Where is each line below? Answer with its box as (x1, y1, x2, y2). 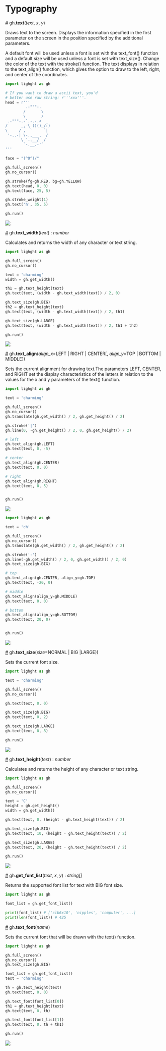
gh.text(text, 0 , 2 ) (5, 715, 49, 720)
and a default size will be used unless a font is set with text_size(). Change (5, 55, 159, 61)
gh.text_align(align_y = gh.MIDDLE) (5, 594, 78, 599)
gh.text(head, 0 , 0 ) (5, 183, 49, 188)
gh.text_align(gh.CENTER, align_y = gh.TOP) (5, 575, 96, 581)
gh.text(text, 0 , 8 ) (5, 728, 49, 734)
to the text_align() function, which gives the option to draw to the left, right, (5, 66, 160, 72)
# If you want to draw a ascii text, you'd (5, 90, 98, 95)
